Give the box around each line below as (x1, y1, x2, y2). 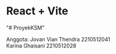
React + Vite (6, 4, 69, 18)
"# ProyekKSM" (6, 24, 45, 31)
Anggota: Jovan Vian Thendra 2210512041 (6, 35, 111, 43)
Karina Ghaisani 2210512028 (6, 42, 77, 49)
